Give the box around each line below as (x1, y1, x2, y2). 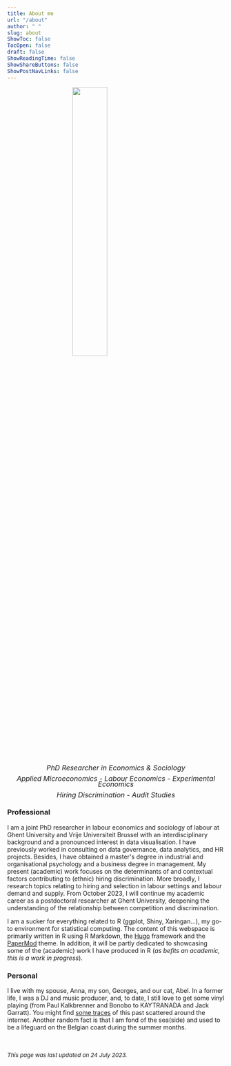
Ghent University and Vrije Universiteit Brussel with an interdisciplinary (7, 830, 208, 839)
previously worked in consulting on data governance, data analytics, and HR (7, 845, 224, 853)
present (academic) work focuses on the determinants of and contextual (7, 867, 213, 875)
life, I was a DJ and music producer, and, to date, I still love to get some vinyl (7, 994, 225, 1002)
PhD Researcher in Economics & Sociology (46, 763, 186, 772)
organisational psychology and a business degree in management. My (7, 859, 207, 868)
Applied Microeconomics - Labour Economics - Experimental (16, 774, 216, 783)
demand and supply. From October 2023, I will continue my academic (7, 889, 205, 897)
